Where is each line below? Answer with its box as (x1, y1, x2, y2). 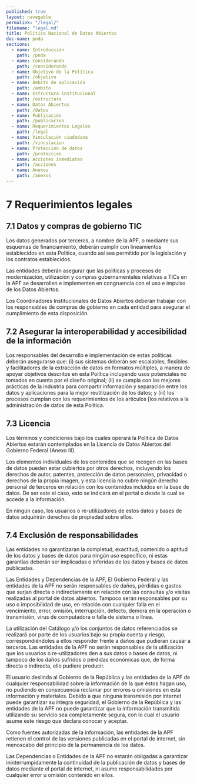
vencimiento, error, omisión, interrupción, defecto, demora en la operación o (6, 607, 191, 615)
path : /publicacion (16, 118, 65, 124)
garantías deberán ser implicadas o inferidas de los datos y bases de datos (6, 558, 188, 565)
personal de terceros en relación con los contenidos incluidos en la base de (6, 483, 189, 490)
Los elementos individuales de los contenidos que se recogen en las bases (6, 458, 188, 465)
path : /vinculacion (16, 139, 65, 146)
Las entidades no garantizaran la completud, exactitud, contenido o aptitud (6, 546, 188, 553)
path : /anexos (16, 173, 51, 179)
